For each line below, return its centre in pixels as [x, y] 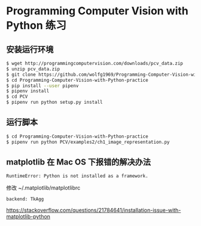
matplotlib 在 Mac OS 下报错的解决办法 [79, 162]
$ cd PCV [17, 97]
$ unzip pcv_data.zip [33, 69]
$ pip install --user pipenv [42, 86]
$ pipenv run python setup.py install [54, 103]
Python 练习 [36, 26]
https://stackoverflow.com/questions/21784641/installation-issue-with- [94, 210]
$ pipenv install [28, 91]
